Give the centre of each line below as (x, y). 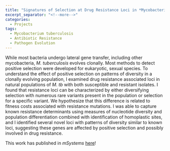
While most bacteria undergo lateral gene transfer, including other (74, 57)
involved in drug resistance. (34, 133)
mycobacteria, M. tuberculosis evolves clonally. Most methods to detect (80, 63)
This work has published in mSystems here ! (51, 143)
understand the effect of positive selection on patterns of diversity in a (79, 74)
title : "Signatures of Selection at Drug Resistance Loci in (71, 10)
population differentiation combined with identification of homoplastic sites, (84, 117)
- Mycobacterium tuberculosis (41, 34)
